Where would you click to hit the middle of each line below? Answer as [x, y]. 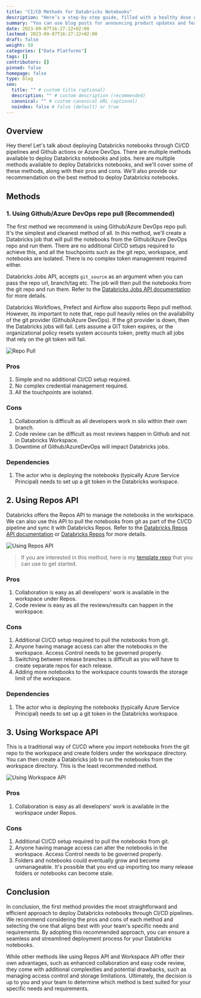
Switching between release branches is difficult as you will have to [97, 659]
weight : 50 [20, 46]
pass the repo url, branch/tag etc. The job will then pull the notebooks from [99, 283]
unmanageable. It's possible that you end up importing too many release [104, 867]
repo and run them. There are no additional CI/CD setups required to [90, 246]
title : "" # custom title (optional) [59, 90]
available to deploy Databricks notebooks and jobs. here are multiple [91, 158]
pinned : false [24, 68]
